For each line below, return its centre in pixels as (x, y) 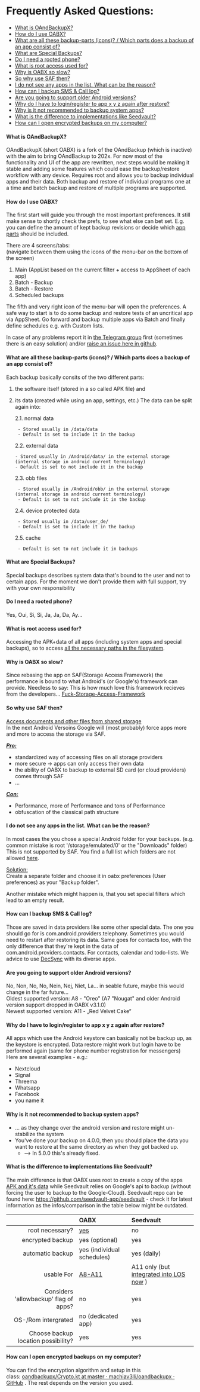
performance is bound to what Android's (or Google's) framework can (92, 681)
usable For (58, 1274)
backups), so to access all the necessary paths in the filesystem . (85, 648)
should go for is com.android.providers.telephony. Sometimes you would (95, 933)
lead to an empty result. (35, 900)
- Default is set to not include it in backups (78, 549)
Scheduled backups (39, 295)
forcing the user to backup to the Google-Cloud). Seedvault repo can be (95, 1192)
